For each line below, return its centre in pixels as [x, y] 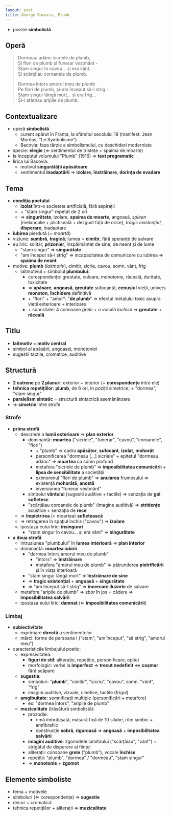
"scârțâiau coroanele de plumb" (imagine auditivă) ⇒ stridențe [94, 505]
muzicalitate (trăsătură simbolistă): [57, 709]
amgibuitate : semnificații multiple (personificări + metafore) [83, 698]
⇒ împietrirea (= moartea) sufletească [62, 516]
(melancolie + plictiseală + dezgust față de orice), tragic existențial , [91, 222]
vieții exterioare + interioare [57, 304]
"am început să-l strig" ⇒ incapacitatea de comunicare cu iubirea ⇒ [92, 255]
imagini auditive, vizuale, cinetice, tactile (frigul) [78, 693]
